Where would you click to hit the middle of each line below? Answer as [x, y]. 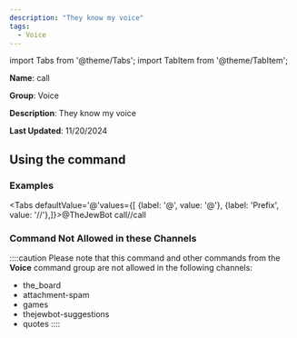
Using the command [68, 159]
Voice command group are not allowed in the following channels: [131, 268]
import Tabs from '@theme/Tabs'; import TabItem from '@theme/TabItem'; [149, 61]
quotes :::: [41, 324]
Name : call [30, 78]
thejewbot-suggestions [66, 314]
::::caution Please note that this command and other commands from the [145, 258]
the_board [42, 285]
